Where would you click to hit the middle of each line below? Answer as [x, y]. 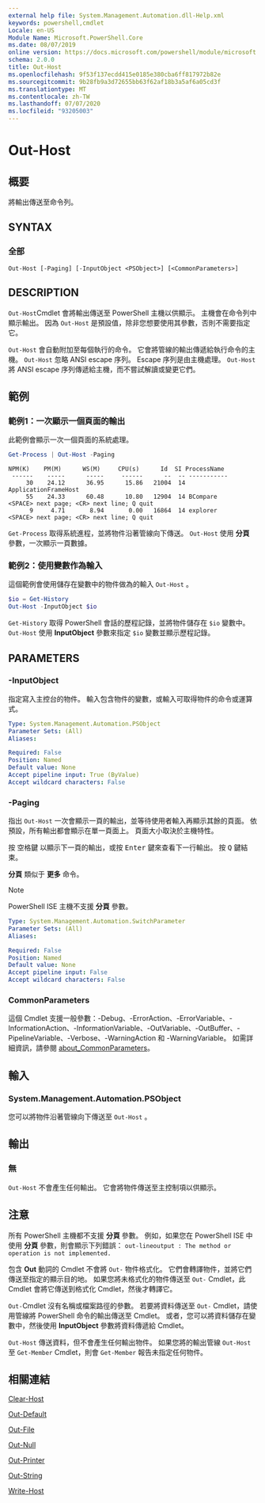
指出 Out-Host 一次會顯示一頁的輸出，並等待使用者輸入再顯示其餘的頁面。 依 [133, 821]
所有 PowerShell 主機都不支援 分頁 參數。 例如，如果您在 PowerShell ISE [126, 1235]
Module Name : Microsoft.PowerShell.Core [76, 38]
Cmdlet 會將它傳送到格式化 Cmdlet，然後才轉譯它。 [93, 1288]
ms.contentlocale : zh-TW [49, 97]
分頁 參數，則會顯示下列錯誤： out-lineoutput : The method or [127, 1245]
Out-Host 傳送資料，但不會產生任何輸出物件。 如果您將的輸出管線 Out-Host [130, 1342]
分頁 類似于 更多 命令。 [46, 874]
